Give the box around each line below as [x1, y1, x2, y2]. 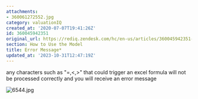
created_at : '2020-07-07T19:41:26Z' [6, 25, 96, 31]
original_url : [6, 36, 41, 42]
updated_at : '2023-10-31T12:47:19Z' [6, 52, 96, 58]
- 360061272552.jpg [6, 14, 54, 20]
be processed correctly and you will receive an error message [6, 75, 157, 82]
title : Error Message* [6, 47, 62, 53]
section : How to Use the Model [6, 42, 83, 48]
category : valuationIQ [6, 19, 62, 25]
